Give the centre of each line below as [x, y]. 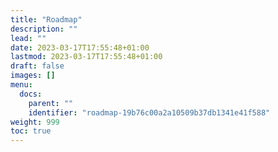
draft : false [37, 66]
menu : [21, 85]
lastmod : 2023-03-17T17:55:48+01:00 [86, 57]
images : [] [33, 76]
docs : [31, 94]
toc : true [31, 131]
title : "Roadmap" [46, 19]
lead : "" [28, 38]
